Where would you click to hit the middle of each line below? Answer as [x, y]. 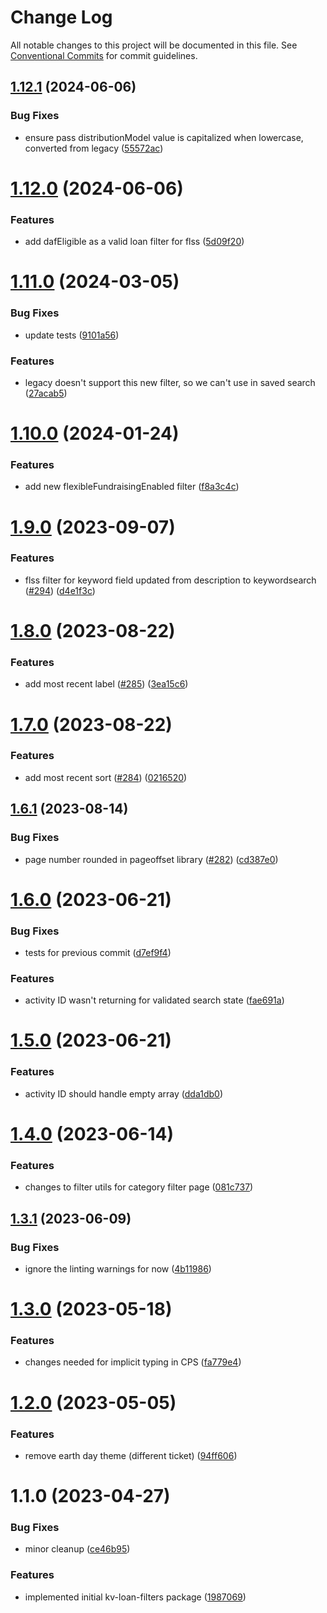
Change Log [61, 17]
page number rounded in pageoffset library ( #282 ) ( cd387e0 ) [151, 859]
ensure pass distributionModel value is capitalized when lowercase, [164, 137]
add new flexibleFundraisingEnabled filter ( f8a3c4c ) [132, 487]
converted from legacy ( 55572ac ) [94, 148]
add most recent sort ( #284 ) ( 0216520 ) [106, 777]
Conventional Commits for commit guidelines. [104, 55]
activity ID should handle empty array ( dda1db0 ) [123, 1093]
